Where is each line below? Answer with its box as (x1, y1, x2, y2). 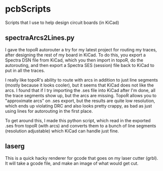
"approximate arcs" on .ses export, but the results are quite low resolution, (5, 98, 155, 104)
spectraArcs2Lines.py (5, 34, 75, 42)
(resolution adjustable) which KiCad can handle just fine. (5, 128, 119, 134)
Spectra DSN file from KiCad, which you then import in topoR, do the (5, 57, 143, 63)
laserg (5, 142, 25, 150)
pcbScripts (5, 3, 51, 15)
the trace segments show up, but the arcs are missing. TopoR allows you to (5, 92, 157, 98)
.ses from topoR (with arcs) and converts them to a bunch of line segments (5, 123, 157, 128)
